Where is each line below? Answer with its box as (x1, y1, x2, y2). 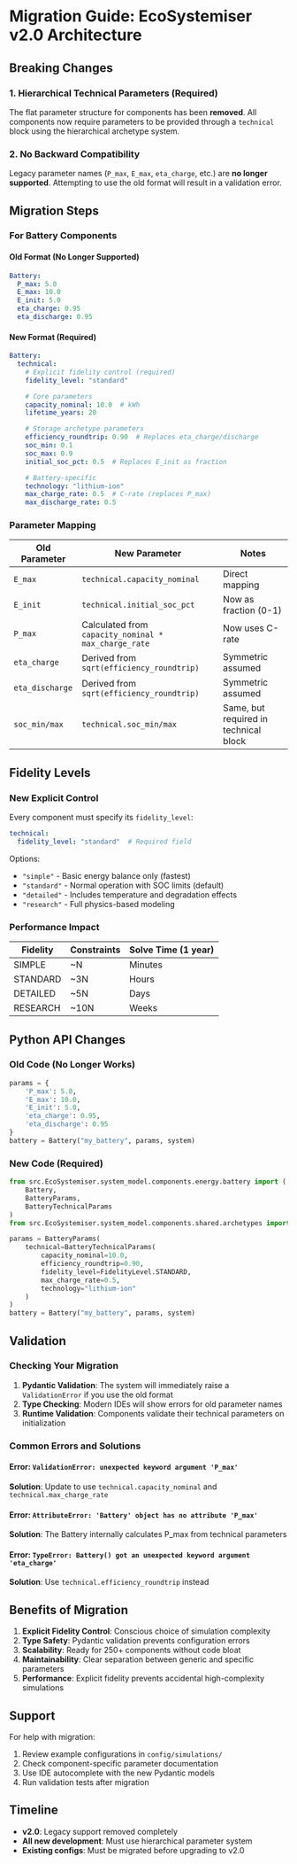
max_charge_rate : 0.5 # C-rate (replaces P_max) (25, 490, 212, 499)
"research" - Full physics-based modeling (21, 898, 175, 909)
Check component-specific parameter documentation (21, 1759, 219, 1768)
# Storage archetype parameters (25, 424, 144, 433)
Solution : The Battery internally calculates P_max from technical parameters (9, 1529, 287, 1540)
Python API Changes (9, 1032, 126, 1047)
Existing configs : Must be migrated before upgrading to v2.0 (21, 1845, 245, 1855)
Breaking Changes (9, 60, 113, 75)
